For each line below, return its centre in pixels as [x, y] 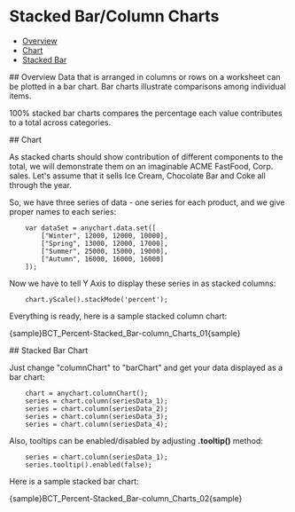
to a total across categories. [60, 122]
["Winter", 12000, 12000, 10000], [105, 236]
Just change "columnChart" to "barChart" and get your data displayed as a [146, 367]
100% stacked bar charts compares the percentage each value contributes [146, 113]
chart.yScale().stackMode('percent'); [97, 299]
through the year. [41, 185]
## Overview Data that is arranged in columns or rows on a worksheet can [145, 76]
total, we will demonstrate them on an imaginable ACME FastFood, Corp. [141, 166]
